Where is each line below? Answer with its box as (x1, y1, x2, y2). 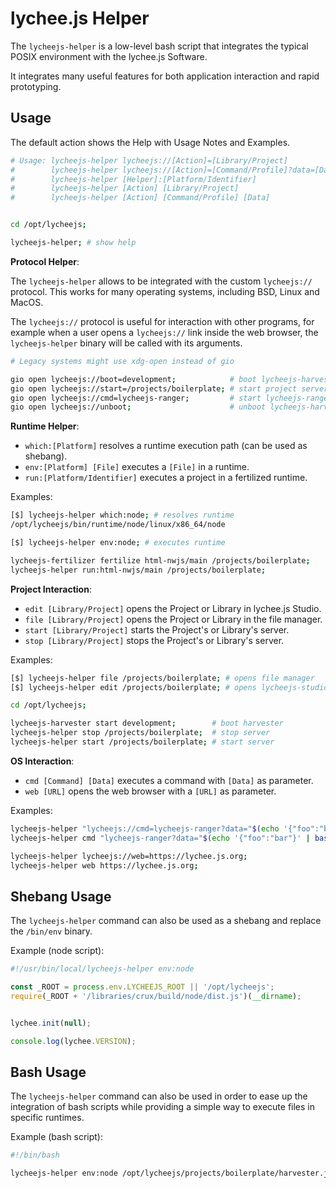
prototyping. (10, 80, 62, 92)
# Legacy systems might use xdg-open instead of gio (10, 356, 235, 366)
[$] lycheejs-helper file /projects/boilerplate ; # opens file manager (10, 673, 315, 683)
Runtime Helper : (10, 420, 80, 432)
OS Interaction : (10, 755, 75, 767)
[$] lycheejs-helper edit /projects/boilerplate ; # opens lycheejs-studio (10, 682, 329, 692)
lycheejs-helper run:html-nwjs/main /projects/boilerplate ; (10, 565, 267, 575)
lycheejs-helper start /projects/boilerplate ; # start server (10, 737, 275, 747)
